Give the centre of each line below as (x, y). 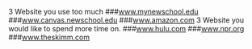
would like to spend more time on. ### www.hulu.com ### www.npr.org (126, 29)
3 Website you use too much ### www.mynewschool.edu (104, 12)
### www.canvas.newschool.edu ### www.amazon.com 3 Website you (126, 20)
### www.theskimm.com (49, 37)
